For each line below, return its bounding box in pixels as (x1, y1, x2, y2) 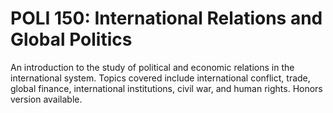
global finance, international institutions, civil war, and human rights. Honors (10, 82, 323, 94)
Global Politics (10, 28, 133, 51)
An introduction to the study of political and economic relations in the (10, 61, 295, 73)
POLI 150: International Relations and (10, 7, 323, 30)
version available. (10, 93, 83, 105)
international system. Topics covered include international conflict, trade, (10, 72, 311, 84)
